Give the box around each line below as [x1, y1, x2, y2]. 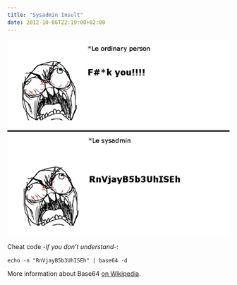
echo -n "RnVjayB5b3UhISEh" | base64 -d [7, 257, 128, 264]
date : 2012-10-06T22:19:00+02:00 [7, 18, 106, 26]
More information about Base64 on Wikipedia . [7, 269, 141, 278]
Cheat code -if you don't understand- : [7, 242, 119, 250]
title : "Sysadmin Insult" [7, 11, 83, 18]
